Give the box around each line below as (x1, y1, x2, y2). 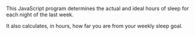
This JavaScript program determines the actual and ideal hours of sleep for (6, 5, 189, 12)
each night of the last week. (6, 11, 74, 18)
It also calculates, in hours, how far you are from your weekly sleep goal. (6, 23, 183, 29)
